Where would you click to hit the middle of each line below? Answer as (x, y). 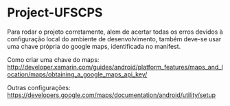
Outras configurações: (39, 87)
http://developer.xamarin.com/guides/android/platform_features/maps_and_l (115, 67)
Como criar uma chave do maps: (53, 59)
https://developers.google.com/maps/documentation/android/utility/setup (112, 95)
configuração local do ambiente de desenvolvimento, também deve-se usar (114, 39)
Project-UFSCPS (55, 13)
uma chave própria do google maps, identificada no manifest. (94, 46)
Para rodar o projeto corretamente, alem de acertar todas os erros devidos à (115, 32)
